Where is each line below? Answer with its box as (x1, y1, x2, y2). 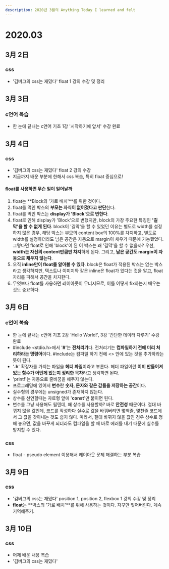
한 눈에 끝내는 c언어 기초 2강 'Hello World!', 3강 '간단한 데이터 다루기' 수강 (12, 332, 160, 338)
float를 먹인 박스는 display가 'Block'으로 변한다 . (12, 211, 109, 217)
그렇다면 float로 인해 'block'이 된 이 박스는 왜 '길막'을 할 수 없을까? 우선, (12, 242, 155, 248)
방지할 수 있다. (12, 426, 41, 432)
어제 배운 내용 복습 (12, 552, 49, 558)
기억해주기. (12, 508, 35, 514)
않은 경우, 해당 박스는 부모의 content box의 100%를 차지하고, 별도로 (22, 230, 156, 236)
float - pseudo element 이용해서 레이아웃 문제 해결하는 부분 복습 (12, 452, 141, 458)
